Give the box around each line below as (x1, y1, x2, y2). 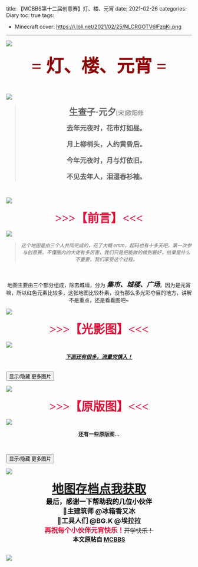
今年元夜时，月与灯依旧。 (66, 157, 146, 165)
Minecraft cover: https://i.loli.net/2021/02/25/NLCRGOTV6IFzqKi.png (14, 23, 181, 30)
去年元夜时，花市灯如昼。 (66, 124, 146, 132)
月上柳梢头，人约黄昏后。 (66, 141, 146, 148)
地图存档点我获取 (51, 482, 146, 496)
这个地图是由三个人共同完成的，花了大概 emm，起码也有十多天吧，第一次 (21, 242, 187, 248)
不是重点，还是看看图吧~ (68, 297, 130, 303)
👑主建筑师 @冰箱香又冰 (62, 507, 136, 515)
